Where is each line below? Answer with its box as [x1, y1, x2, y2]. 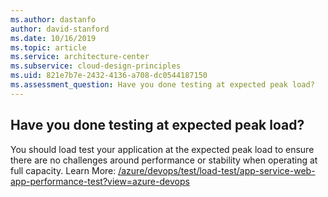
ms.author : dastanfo [10, 14, 97, 25]
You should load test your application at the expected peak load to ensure [10, 143, 315, 155]
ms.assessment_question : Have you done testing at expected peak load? [10, 80, 315, 90]
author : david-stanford [10, 24, 110, 34]
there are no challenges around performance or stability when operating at [10, 154, 318, 166]
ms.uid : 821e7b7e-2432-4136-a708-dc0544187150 [10, 71, 208, 81]
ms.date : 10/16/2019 [10, 33, 97, 43]
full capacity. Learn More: [10, 164, 117, 176]
